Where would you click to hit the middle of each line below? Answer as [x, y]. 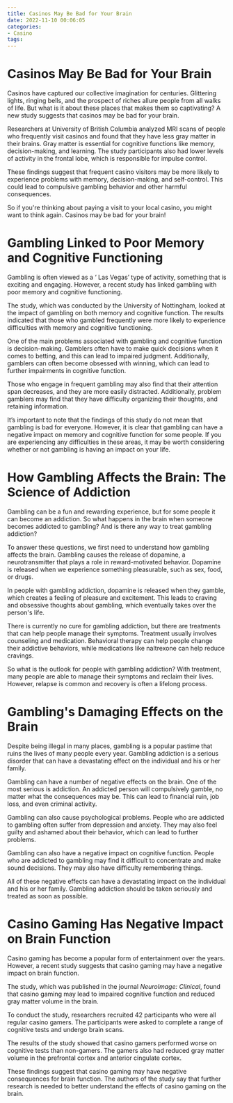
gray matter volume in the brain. [53, 1001]
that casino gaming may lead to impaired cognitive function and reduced [111, 994]
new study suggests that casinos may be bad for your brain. [93, 116]
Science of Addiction [69, 492]
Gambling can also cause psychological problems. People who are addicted [116, 817]
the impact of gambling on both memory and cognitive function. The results [115, 313]
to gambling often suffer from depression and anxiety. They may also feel [112, 825]
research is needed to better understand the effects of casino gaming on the [117, 1086]
